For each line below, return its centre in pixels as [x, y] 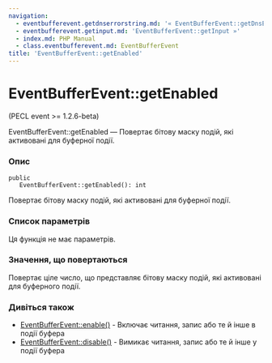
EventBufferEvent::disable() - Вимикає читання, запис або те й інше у [138, 342]
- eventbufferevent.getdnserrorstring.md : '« [94, 23]
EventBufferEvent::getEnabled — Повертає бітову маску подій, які [121, 131]
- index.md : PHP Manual [55, 38]
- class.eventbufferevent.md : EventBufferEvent [98, 46]
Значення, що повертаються [68, 260]
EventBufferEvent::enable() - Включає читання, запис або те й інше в [138, 325]
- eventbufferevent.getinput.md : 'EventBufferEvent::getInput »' [128, 31]
